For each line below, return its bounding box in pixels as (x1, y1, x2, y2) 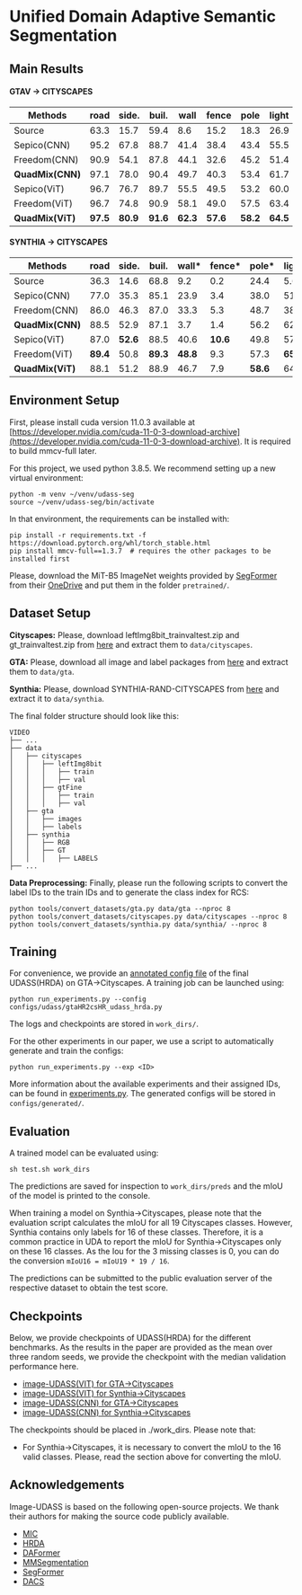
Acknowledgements (9, 1477, 125, 1493)
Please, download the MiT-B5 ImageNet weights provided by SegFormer (9, 570, 278, 580)
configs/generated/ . (9, 1098, 84, 1109)
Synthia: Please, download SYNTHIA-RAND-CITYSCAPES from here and (9, 683, 280, 694)
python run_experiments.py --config (9, 995, 147, 1004)
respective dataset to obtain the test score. (9, 1282, 169, 1293)
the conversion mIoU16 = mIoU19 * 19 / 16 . (9, 1255, 170, 1266)
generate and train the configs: (9, 1045, 124, 1057)
